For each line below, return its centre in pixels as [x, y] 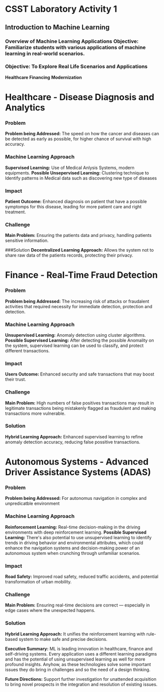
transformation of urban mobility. [39, 581]
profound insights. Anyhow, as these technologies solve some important [78, 664]
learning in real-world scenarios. [45, 54]
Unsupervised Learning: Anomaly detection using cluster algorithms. [76, 335]
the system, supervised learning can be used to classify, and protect [74, 346]
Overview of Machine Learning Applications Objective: [72, 41]
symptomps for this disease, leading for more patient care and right [73, 206]
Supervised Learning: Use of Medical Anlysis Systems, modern [70, 168]
